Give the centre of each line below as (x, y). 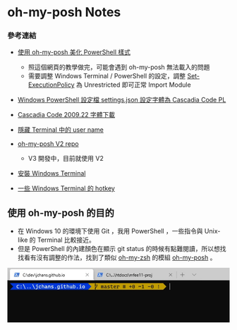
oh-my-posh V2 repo (48, 144)
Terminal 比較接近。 (66, 240)
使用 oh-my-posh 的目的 (61, 213)
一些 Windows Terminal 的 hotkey (66, 188)
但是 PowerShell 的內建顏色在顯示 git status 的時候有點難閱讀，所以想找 (122, 249)
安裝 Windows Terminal (51, 173)
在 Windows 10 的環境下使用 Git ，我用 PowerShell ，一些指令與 (110, 231)
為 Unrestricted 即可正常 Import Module (134, 85)
